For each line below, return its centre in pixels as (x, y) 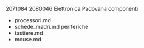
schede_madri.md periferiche (51, 27)
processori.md (33, 20)
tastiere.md (29, 33)
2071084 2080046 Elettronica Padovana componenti (72, 9)
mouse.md (28, 39)
